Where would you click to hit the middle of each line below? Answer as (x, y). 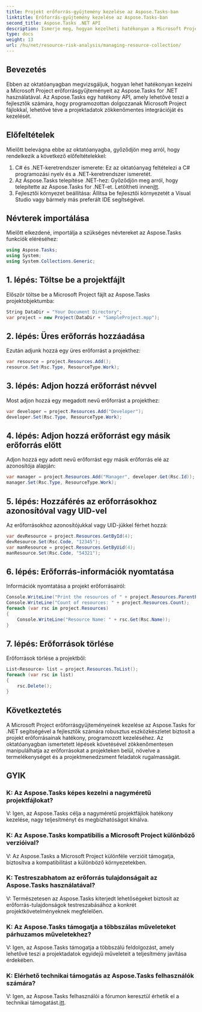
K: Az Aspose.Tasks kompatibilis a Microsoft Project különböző (101, 835)
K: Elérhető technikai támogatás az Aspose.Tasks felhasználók (100, 976)
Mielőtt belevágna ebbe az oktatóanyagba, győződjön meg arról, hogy (93, 149)
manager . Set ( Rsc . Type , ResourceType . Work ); (62, 483)
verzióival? (23, 843)
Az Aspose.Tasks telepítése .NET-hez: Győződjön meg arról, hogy (96, 180)
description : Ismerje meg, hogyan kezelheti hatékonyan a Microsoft (94, 29)
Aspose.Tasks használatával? (51, 885)
